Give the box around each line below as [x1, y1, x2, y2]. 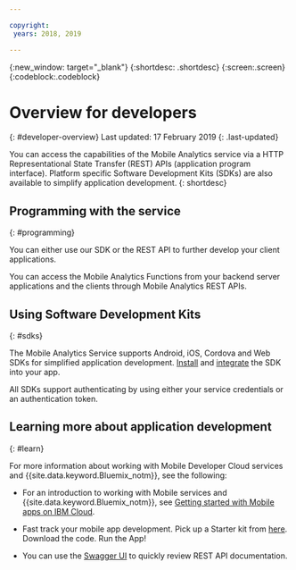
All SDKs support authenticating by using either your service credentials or [9, 384, 284, 395]
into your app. [9, 367, 61, 378]
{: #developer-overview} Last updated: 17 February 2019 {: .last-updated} [9, 131, 279, 143]
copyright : [9, 21, 50, 29]
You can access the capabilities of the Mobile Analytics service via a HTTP [9, 149, 284, 160]
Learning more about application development [9, 419, 272, 434]
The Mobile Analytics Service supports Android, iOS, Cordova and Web [9, 348, 271, 358]
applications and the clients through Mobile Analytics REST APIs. [9, 281, 247, 291]
